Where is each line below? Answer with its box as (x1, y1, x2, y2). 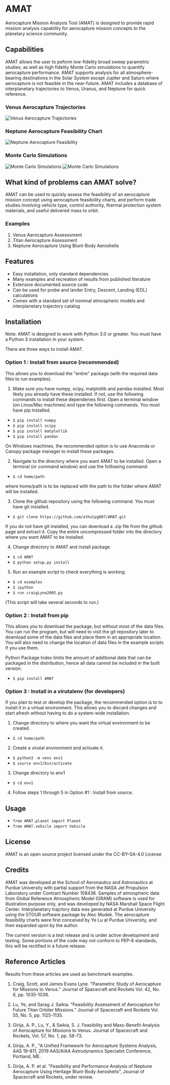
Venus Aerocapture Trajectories (5, 103, 86, 110)
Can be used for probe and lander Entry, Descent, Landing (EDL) (12, 287, 148, 293)
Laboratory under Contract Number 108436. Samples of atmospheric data (5, 890, 159, 896)
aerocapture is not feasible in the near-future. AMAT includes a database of (5, 80, 163, 86)
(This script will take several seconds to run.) (5, 599, 99, 605)
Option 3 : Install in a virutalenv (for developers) (5, 688, 125, 695)
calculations (12, 292, 38, 298)
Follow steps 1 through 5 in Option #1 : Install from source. (12, 789, 134, 795)
